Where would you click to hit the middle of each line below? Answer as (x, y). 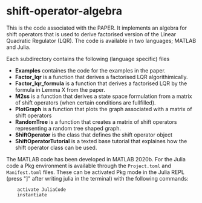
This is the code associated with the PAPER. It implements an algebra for (97, 28)
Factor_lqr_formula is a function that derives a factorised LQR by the (101, 83)
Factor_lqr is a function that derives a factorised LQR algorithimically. (102, 77)
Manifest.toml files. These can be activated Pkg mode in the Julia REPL (95, 172)
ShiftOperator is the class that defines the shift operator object (94, 135)
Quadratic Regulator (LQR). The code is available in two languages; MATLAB (101, 40)
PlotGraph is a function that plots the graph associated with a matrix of (103, 109)
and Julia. (18, 47)
